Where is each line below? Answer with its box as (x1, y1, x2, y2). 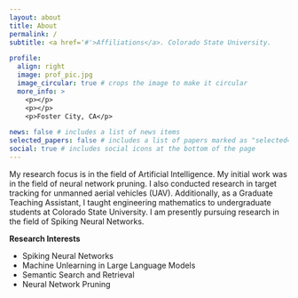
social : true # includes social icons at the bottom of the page (9, 144, 255, 154)
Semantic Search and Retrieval (21, 269, 135, 280)
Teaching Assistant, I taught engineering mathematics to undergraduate (9, 197, 272, 207)
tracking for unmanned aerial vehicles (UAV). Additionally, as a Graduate (9, 188, 273, 198)
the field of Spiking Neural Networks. (9, 215, 145, 227)
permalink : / (9, 29, 58, 38)
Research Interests (9, 233, 81, 244)
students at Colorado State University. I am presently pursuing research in (9, 206, 279, 217)
